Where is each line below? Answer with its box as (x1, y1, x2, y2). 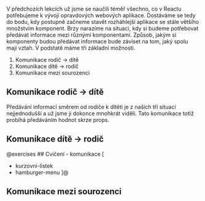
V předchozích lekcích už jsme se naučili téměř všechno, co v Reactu (6, 6, 182, 12)
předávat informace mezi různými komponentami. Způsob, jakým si (6, 31, 177, 39)
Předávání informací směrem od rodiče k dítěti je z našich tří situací (6, 103, 176, 110)
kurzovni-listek (15, 162, 53, 169)
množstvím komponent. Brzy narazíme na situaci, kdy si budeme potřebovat (6, 25, 199, 32)
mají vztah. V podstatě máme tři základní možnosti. (6, 44, 136, 51)
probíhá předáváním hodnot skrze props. (6, 116, 109, 123)
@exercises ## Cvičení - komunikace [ (6, 150, 104, 157)
